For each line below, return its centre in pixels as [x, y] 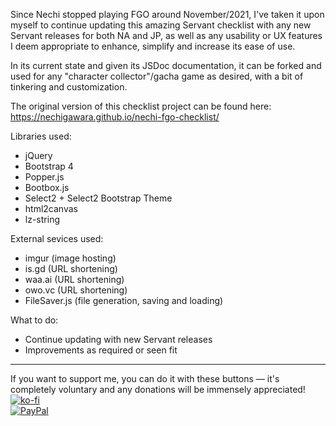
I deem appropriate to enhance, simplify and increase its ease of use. [153, 46]
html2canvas [51, 208]
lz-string [42, 219]
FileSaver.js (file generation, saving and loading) [124, 300]
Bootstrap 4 [49, 166]
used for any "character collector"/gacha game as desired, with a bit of [157, 76]
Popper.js [44, 177]
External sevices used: [57, 238]
